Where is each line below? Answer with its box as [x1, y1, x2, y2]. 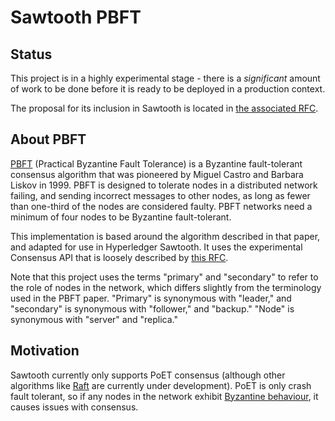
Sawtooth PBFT [10, 6, 142, 29]
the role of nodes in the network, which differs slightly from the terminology [10, 281, 322, 293]
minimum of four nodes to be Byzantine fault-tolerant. [10, 211, 232, 223]
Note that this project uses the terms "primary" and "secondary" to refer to [10, 271, 319, 283]
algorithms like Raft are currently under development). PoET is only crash [10, 379, 312, 391]
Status [10, 46, 53, 63]
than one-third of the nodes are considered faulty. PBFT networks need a [10, 200, 313, 212]
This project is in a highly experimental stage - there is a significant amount [10, 72, 321, 84]
